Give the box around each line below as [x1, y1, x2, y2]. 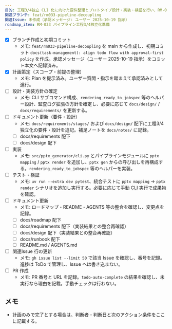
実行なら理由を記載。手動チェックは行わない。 [20, 281, 119, 287]
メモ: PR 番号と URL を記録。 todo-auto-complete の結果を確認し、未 [20, 274, 165, 280]
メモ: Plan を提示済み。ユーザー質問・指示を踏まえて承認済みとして [20, 75, 163, 81]
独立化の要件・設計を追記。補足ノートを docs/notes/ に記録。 [20, 126, 152, 133]
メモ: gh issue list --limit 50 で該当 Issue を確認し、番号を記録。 [20, 255, 165, 261]
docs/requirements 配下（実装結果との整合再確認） [20, 223, 129, 229]
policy [20, 57, 34, 62]
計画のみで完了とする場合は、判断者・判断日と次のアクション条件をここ [12, 312, 165, 318]
